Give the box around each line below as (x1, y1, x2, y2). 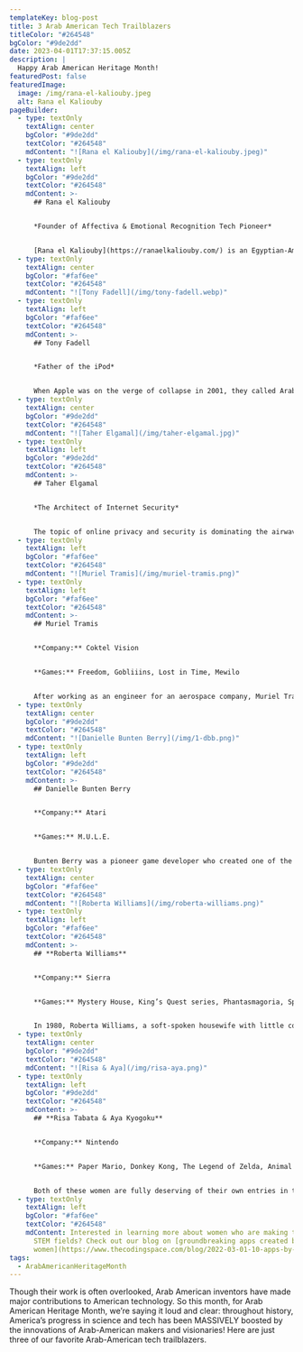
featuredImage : (9, 80, 67, 89)
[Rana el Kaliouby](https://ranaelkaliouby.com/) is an (32, 245, 248, 255)
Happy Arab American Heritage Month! (17, 64, 160, 73)
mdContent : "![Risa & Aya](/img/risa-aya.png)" (25, 1063, 207, 1072)
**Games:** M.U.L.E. (32, 832, 111, 842)
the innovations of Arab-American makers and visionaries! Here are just (9, 1325, 275, 1336)
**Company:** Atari (32, 808, 106, 817)
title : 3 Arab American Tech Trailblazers (9, 22, 171, 31)
